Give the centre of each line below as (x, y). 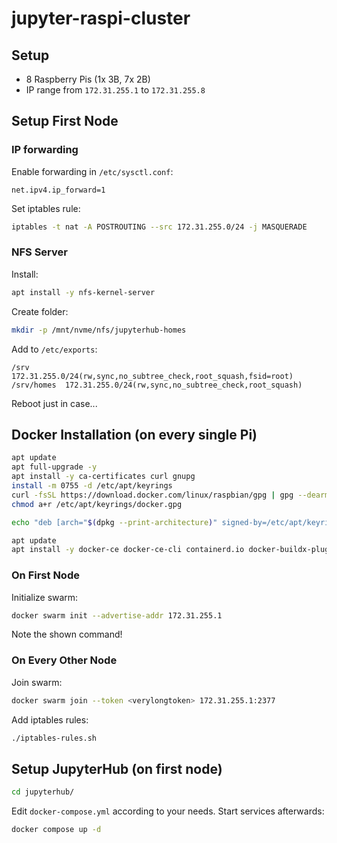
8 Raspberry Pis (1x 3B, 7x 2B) (88, 79)
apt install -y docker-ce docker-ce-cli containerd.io (128, 550)
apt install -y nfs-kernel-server (83, 292)
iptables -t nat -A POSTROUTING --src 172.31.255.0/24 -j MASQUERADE (159, 227)
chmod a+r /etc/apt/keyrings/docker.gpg (97, 504)
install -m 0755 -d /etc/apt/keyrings (92, 486)
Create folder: (40, 311)
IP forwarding (45, 150)
